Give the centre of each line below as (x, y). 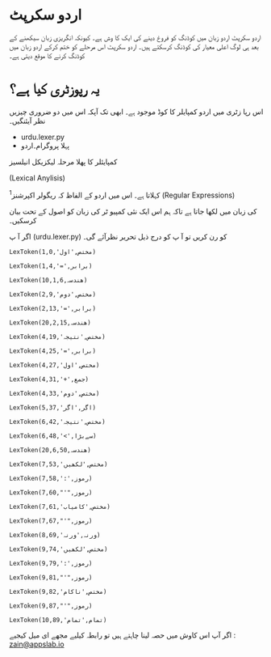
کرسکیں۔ (23, 220)
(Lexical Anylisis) (37, 178)
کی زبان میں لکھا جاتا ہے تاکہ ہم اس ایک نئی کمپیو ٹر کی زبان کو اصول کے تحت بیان (133, 211)
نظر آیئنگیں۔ (27, 121)
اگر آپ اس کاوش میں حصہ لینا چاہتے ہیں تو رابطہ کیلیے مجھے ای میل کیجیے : (123, 635)
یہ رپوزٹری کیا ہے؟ (54, 89)
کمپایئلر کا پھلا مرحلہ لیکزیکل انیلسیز (63, 161)
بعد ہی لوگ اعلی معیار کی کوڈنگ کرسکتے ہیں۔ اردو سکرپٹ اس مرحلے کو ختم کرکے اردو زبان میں (134, 46)
